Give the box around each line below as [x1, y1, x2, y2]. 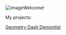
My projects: [5, 14, 32, 20]
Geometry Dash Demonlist [5, 24, 61, 30]
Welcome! [23, 5, 45, 10]
